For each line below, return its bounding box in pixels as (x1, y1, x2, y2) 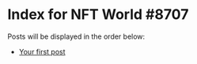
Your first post (18, 47, 66, 56)
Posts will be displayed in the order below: (7, 32, 146, 41)
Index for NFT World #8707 (7, 6, 189, 24)
